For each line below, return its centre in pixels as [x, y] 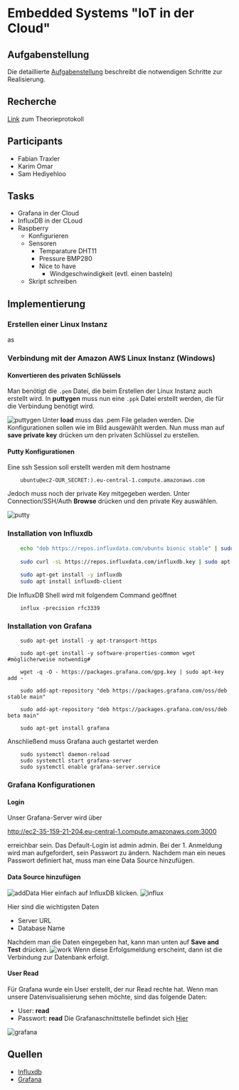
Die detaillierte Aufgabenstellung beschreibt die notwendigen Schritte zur [115, 72]
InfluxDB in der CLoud [50, 221]
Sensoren [42, 243]
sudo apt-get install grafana [65, 728]
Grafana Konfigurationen [51, 785]
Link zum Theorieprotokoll [46, 118]
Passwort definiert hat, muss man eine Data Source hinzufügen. [101, 860]
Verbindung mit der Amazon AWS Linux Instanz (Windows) [111, 358]
